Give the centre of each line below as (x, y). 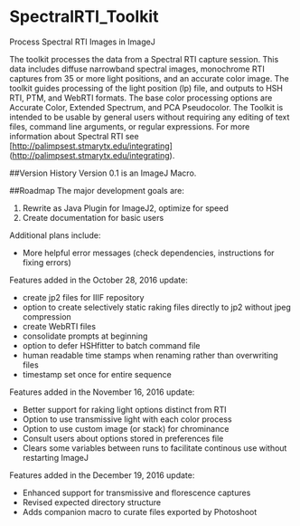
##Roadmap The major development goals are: (97, 190)
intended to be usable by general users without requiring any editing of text (150, 117)
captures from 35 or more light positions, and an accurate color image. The (149, 78)
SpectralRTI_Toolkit (84, 17)
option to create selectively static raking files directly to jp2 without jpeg (157, 307)
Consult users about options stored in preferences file (123, 438)
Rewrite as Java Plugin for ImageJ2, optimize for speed (125, 208)
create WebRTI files (59, 326)
